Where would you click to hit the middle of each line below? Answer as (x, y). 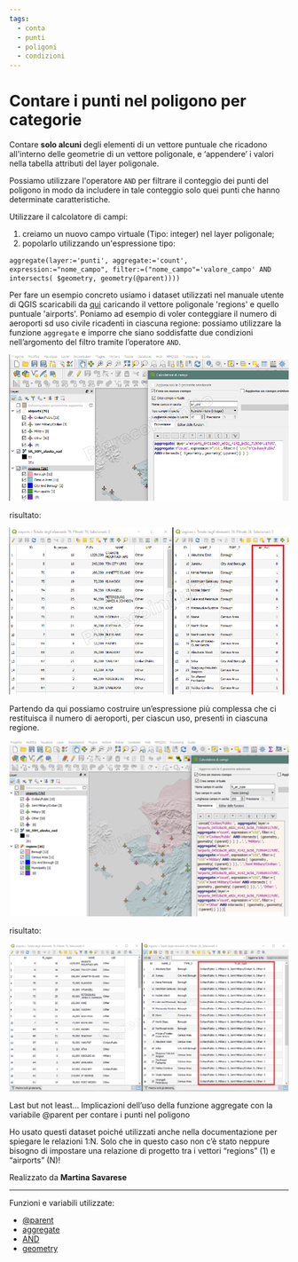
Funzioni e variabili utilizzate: (62, 1203)
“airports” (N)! (35, 1160)
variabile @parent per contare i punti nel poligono (100, 1115)
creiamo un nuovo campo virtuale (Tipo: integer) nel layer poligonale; (148, 234)
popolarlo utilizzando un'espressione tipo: (98, 243)
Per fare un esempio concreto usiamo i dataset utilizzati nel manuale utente (147, 295)
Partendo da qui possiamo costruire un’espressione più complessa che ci (143, 708)
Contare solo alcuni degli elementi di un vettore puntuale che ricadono (138, 145)
